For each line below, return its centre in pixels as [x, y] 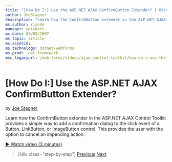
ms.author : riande [25, 24]
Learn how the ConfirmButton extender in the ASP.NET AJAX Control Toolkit [86, 118]
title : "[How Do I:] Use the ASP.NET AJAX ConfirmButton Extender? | [81, 10]
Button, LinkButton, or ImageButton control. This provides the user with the [84, 129]
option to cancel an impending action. [45, 134]
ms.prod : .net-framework [32, 53]
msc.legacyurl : [21, 58]
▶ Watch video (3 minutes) [34, 145]
